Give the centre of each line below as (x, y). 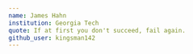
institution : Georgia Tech (54, 23)
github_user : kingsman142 (52, 38)
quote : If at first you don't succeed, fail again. (97, 30)
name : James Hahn (38, 15)
